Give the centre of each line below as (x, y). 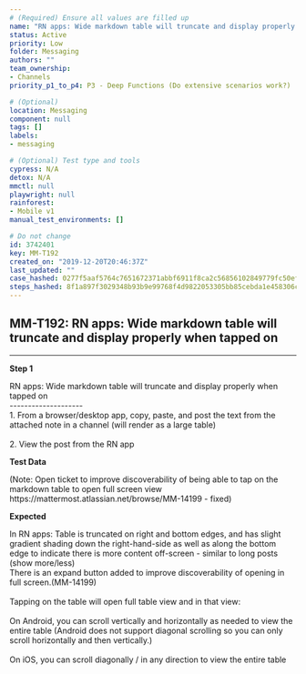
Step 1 (21, 368)
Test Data (28, 461)
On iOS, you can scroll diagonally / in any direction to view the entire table (148, 659)
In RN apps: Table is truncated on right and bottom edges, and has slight (145, 534)
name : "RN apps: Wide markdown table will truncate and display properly (153, 26)
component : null (40, 119)
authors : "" (32, 60)
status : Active (38, 35)
